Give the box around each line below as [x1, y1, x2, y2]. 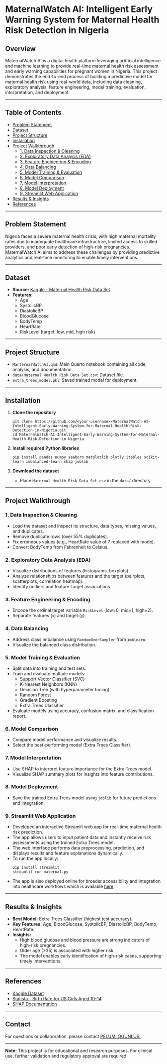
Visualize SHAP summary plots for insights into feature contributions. [12, 771, 154, 777]
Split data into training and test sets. [12, 665, 86, 671]
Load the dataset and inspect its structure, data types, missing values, [12, 523, 157, 529]
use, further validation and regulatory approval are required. [5, 1053, 128, 1059]
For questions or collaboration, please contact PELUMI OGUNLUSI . [5, 1033, 142, 1039]
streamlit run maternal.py [12, 869, 69, 874]
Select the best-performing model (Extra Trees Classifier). [12, 742, 132, 748]
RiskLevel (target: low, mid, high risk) [19, 329, 95, 335]
